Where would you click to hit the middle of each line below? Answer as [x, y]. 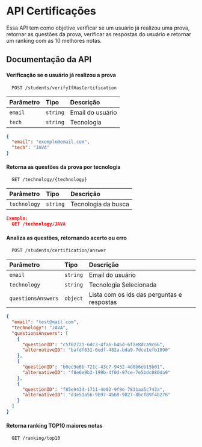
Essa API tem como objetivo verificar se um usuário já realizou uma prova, [98, 28]
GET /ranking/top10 [36, 439]
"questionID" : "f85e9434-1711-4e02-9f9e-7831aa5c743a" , [93, 389]
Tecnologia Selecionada [123, 285]
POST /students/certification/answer [59, 251]
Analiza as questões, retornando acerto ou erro [67, 238]
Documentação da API [49, 59]
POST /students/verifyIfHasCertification [64, 88]
